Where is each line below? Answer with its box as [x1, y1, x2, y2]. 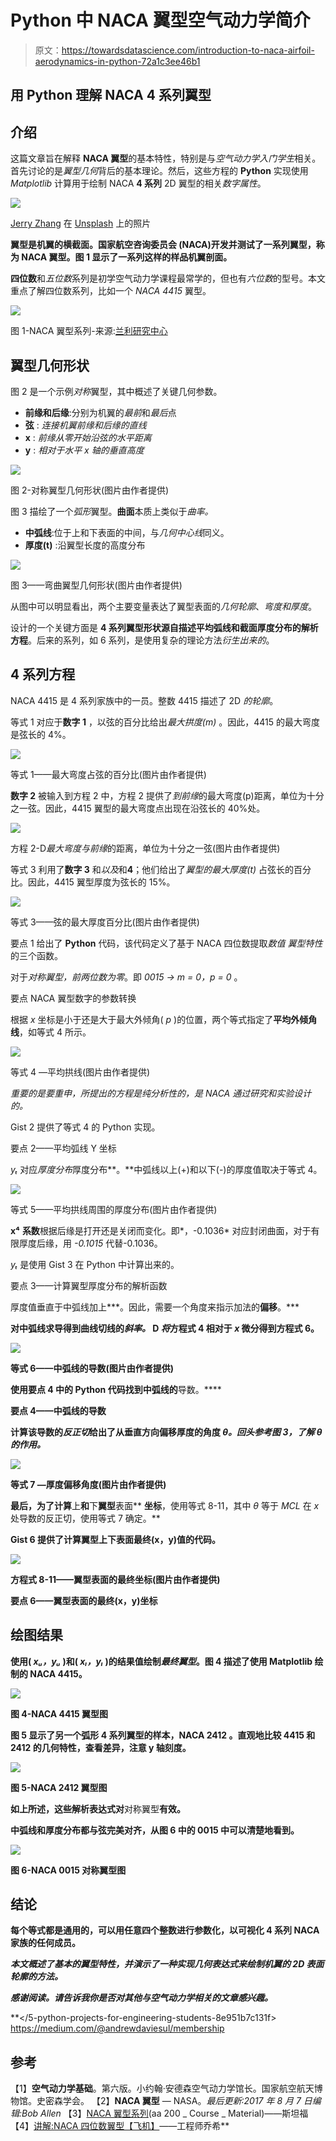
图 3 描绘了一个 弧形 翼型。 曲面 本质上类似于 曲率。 [10, 505, 214, 517]
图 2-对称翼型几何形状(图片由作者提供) [10, 484, 170, 496]
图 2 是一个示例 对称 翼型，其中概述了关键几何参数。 [10, 385, 223, 397]
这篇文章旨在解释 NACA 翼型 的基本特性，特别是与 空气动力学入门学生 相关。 [10, 152, 322, 165]
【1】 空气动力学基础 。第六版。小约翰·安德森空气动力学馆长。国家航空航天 [10, 2082, 315, 2095]
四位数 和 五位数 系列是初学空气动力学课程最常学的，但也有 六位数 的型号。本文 [10, 272, 326, 285]
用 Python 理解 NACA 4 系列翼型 [10, 87, 212, 104]
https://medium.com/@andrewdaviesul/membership [10, 2022, 225, 2035]
